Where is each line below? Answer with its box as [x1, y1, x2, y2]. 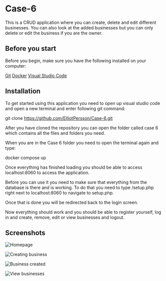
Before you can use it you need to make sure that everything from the [5, 179, 147, 185]
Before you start [5, 44, 56, 53]
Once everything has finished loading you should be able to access [5, 164, 143, 170]
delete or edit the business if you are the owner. [5, 30, 103, 36]
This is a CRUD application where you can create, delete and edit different [5, 19, 157, 25]
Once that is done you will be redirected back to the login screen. [5, 199, 139, 205]
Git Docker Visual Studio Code [5, 73, 67, 79]
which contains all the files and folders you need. [5, 130, 106, 136]
